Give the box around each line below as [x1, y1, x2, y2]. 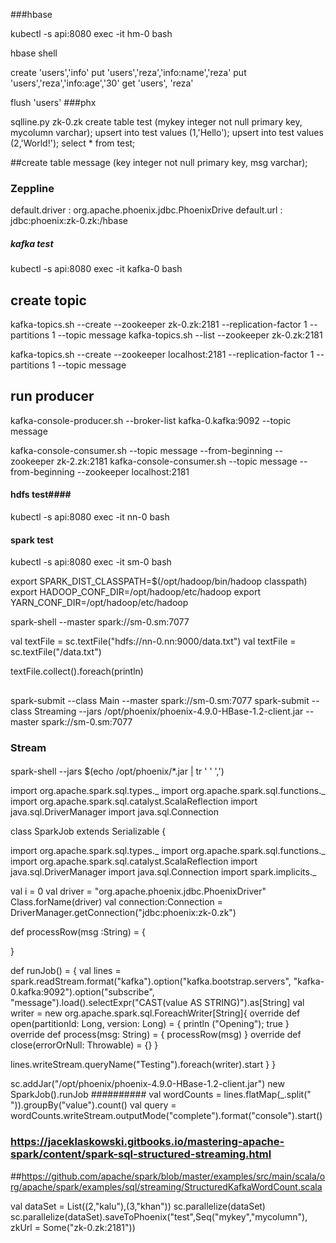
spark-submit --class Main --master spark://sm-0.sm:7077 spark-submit [10, 694, 310, 706]
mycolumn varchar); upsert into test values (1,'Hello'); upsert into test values [10, 127, 324, 138]
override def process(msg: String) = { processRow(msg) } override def [10, 1029, 302, 1041]
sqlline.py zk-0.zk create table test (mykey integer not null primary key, [10, 116, 303, 128]
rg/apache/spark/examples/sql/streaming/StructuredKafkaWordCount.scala [10, 1180, 323, 1193]
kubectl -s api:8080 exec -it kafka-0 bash [10, 263, 183, 275]
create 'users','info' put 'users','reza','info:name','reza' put [10, 67, 247, 78]
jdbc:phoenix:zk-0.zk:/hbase [10, 215, 128, 227]
